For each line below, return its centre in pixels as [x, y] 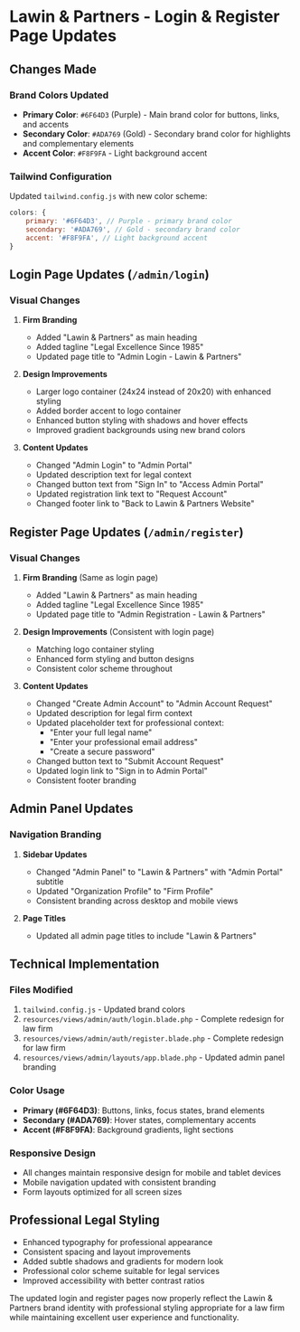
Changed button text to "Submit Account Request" [130, 760]
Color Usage [37, 1091]
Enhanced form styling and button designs [115, 658]
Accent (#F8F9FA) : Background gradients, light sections [128, 1129]
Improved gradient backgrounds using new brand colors [141, 430]
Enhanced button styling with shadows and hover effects [142, 420]
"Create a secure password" [102, 751]
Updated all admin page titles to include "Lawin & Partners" [146, 935]
